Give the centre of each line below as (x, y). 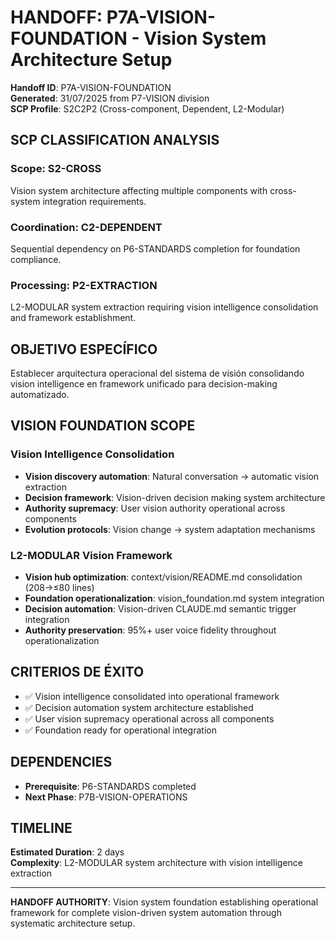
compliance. (36, 259)
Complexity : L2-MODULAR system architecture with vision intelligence (156, 863)
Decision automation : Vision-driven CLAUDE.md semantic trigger (160, 609)
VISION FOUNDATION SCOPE (103, 426)
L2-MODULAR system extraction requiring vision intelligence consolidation (164, 307)
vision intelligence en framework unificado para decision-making (144, 384)
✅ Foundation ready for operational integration (120, 730)
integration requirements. (94, 201)
